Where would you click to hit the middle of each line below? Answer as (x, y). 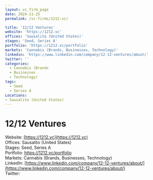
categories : (17, 64)
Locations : (16, 95)
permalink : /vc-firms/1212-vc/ (37, 18)
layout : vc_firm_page (27, 9)
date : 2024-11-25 (23, 14)
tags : (10, 82)
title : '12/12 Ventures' (30, 27)
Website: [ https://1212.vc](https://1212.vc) (47, 137)
